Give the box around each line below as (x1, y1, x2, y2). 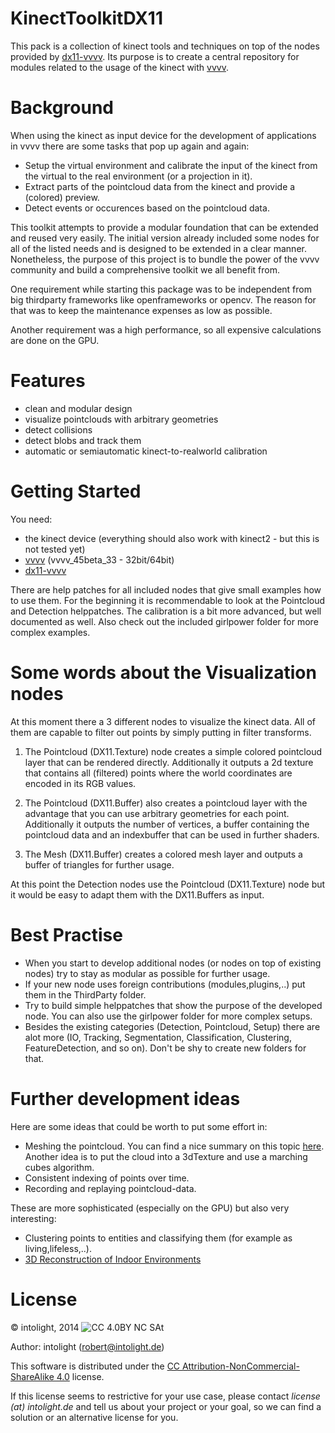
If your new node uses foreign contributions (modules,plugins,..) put (24, 978, 306, 990)
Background (10, 97, 114, 119)
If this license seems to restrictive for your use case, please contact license (10, 1390, 321, 1402)
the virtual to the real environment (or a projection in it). (24, 170, 253, 182)
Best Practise (10, 923, 123, 946)
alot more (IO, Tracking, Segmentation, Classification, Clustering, (24, 1031, 292, 1043)
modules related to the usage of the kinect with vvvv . (10, 61, 229, 73)
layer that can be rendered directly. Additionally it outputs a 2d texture (24, 756, 314, 768)
